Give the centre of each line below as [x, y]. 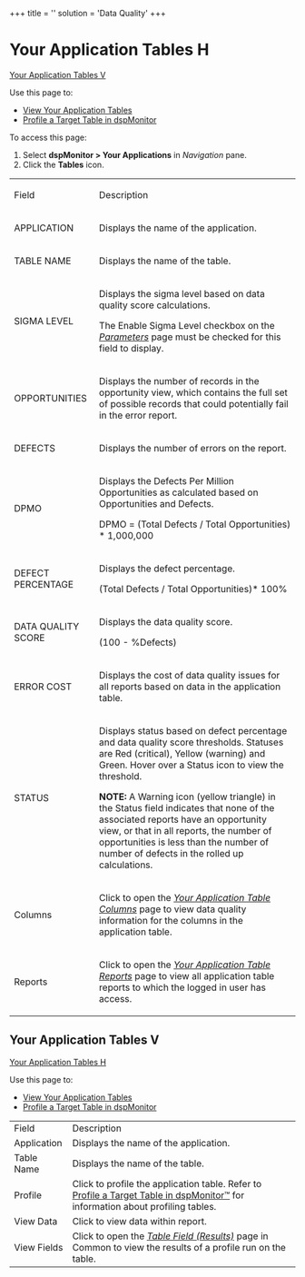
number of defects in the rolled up [171, 853]
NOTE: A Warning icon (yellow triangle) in [187, 797]
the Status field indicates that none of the [187, 807]
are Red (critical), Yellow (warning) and [182, 753]
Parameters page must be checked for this [190, 337]
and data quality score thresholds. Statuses [191, 742]
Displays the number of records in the [179, 381]
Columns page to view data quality [172, 909]
